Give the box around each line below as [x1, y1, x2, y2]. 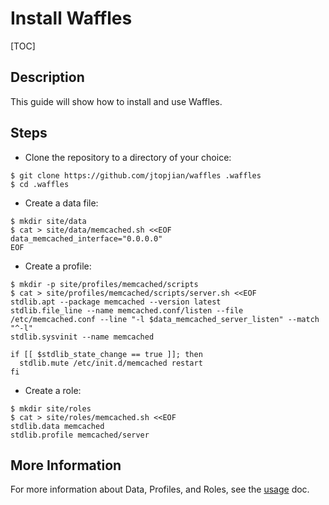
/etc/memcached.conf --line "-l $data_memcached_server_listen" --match [10, 314, 320, 324]
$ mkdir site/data [10, 216, 87, 226]
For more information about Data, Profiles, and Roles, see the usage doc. [10, 483, 310, 496]
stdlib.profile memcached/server [10, 430, 150, 440]
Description [10, 69, 85, 86]
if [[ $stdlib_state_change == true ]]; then [10, 349, 203, 359]
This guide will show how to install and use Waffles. [10, 95, 223, 107]
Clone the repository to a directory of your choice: [24, 151, 232, 163]
